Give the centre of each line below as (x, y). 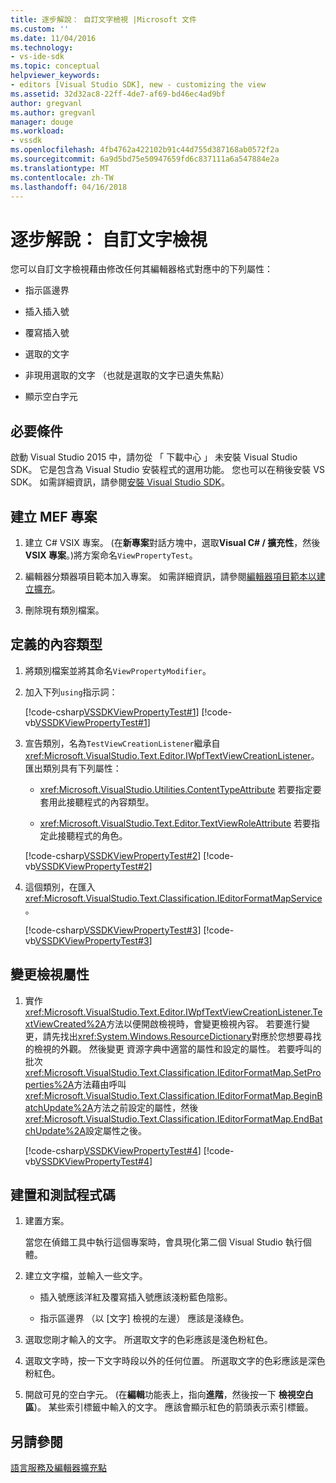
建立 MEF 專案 (54, 516)
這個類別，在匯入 (60, 887)
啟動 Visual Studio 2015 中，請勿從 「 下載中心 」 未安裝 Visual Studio (154, 457)
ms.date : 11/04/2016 (53, 38)
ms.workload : (37, 131)
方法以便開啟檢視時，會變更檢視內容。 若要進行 (204, 1023)
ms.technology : (42, 47)
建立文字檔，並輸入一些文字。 (86, 1276)
